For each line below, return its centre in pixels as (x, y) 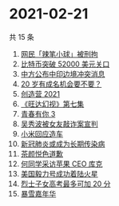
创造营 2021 (40, 93)
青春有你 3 (38, 113)
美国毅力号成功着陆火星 (59, 173)
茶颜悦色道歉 (42, 153)
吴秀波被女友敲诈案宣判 (59, 124)
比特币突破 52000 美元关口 (65, 64)
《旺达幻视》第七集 (52, 104)
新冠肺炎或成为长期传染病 (63, 144)
